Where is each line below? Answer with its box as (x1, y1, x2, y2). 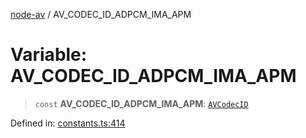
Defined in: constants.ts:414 (10, 117, 126, 129)
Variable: (10, 44, 88, 66)
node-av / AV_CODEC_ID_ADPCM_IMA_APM (10, 9, 192, 20)
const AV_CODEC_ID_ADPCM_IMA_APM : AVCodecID (34, 97, 249, 109)
